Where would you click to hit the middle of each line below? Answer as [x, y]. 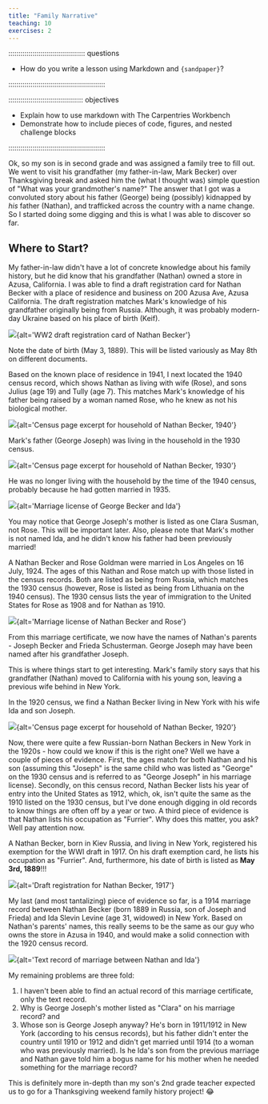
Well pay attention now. [47, 828]
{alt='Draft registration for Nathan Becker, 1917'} [95, 885]
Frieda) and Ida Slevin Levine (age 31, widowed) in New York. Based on [125, 918]
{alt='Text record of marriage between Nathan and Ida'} [108, 960]
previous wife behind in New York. [65, 687]
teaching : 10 [30, 23]
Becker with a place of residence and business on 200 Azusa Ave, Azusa [129, 293]
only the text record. [53, 1000]
